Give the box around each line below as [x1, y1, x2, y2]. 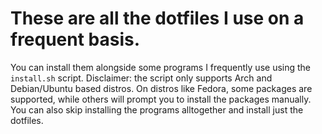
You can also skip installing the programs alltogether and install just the [10, 103, 304, 116]
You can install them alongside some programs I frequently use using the [10, 61, 312, 73]
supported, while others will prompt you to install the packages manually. [10, 93, 312, 105]
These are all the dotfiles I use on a [10, 7, 305, 30]
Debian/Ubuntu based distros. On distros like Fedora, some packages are [10, 82, 313, 94]
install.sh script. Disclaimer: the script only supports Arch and [10, 72, 273, 84]
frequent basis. [10, 28, 141, 51]
